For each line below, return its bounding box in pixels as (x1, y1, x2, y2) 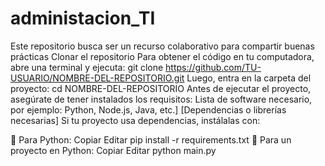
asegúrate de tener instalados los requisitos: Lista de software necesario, (10, 93, 313, 105)
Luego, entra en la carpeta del (186, 72, 312, 84)
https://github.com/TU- (165, 61, 262, 73)
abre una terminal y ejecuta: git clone (10, 61, 164, 73)
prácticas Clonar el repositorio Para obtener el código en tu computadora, (10, 50, 315, 62)
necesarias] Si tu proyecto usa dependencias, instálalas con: (10, 114, 261, 126)
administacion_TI (10, 7, 156, 30)
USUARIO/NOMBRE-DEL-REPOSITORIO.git (10, 72, 185, 84)
